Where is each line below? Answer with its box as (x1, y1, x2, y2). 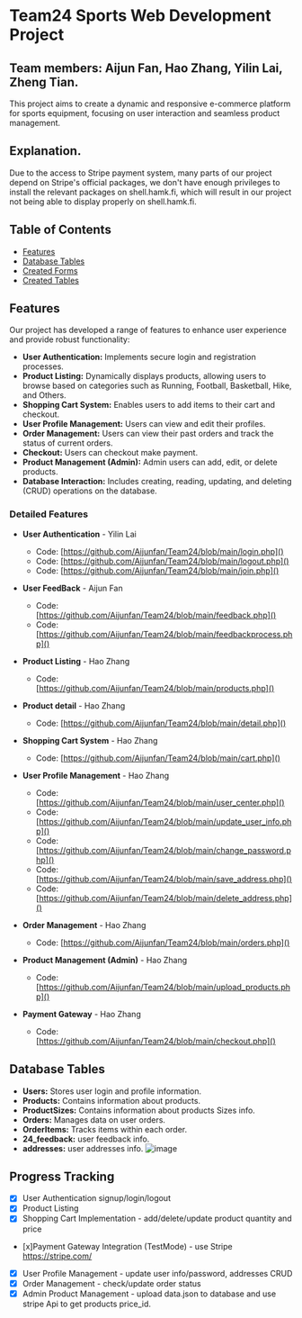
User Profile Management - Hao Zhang (22, 770, 170, 781)
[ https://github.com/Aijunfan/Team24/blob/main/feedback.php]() (35, 609, 277, 620)
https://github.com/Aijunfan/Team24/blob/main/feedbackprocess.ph (39, 628, 293, 639)
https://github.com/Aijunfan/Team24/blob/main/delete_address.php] (39, 892, 292, 903)
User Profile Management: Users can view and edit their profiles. (22, 419, 266, 429)
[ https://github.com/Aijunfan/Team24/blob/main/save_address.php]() (35, 873, 292, 884)
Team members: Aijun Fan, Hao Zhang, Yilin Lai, (9, 60, 283, 76)
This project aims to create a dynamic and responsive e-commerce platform (9, 98, 291, 109)
